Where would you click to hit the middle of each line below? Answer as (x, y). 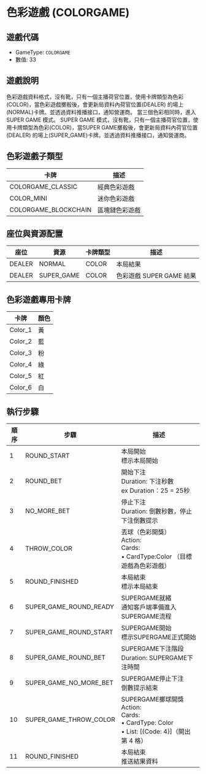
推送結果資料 (139, 762)
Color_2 (21, 341)
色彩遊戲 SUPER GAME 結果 (156, 276)
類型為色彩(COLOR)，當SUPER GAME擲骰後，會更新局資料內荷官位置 (110, 127)
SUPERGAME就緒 (146, 598)
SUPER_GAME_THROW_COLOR (70, 720)
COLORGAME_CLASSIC (44, 187)
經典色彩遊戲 (116, 187)
